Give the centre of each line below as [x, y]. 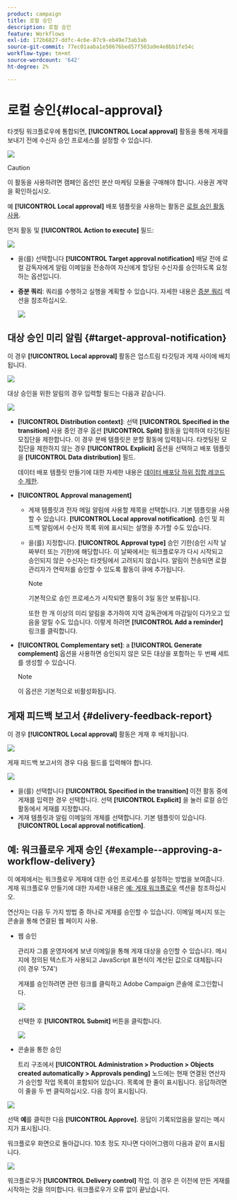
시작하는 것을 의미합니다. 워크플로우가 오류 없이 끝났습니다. [88, 1189]
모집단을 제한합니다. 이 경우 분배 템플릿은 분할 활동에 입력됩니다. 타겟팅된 [118, 440]
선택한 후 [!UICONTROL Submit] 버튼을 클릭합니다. [89, 1021]
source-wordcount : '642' [44, 60]
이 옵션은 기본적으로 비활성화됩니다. [67, 691]
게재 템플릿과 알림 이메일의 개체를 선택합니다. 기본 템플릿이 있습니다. [112, 818]
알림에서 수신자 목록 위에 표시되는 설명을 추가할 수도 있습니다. [126, 528]
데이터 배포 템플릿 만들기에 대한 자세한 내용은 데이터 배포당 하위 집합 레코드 [121, 472]
